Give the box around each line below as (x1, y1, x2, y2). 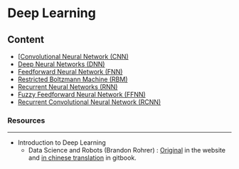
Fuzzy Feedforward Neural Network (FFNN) (17, 91, 146, 98)
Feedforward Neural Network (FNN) (17, 68, 123, 76)
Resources (7, 116, 46, 126)
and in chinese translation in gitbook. (28, 153, 137, 162)
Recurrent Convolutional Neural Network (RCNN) (17, 98, 161, 106)
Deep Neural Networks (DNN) (17, 60, 105, 68)
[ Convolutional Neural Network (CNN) (17, 52, 129, 61)
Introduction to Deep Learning (17, 138, 107, 147)
